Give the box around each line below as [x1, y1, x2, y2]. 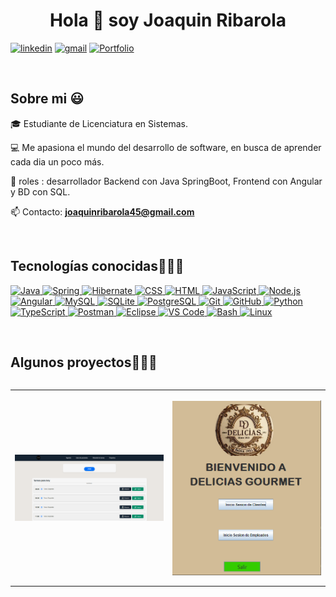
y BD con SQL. [10, 185, 71, 198]
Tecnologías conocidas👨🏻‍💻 [10, 258, 185, 275]
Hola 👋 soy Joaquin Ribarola [49, 9, 287, 32]
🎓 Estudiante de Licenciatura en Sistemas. [10, 117, 188, 129]
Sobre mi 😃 [10, 90, 85, 108]
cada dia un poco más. [10, 155, 105, 168]
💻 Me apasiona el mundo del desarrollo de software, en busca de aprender [10, 141, 322, 153]
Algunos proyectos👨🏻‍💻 [10, 354, 158, 371]
